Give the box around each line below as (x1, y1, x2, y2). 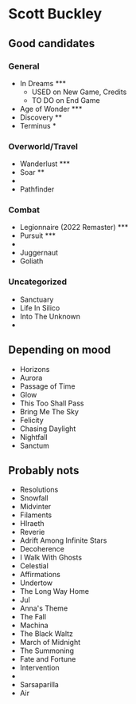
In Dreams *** (19, 78, 66, 88)
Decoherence (19, 544, 65, 554)
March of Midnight (19, 638, 81, 647)
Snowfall (19, 493, 49, 503)
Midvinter (19, 502, 52, 512)
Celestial (19, 561, 49, 571)
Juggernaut (19, 248, 58, 258)
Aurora (19, 373, 43, 382)
